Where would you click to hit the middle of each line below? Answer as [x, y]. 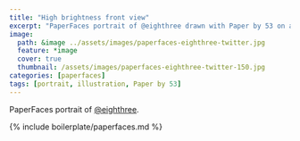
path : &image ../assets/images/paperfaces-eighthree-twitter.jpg [142, 42]
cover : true [40, 59]
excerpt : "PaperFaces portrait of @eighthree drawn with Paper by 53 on [147, 26]
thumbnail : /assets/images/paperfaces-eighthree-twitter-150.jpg [142, 68]
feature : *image [47, 51]
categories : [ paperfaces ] [57, 76]
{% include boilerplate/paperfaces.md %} [86, 127]
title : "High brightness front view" [79, 17]
